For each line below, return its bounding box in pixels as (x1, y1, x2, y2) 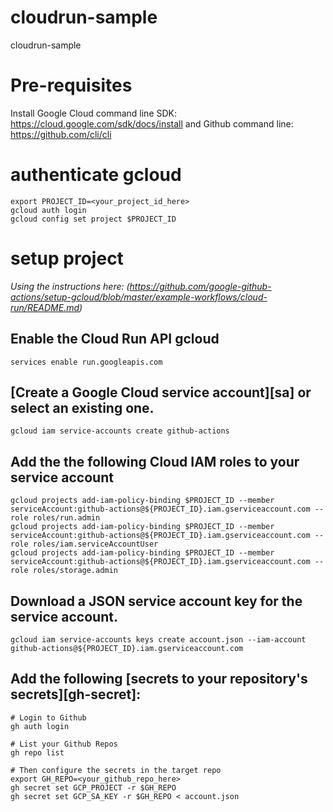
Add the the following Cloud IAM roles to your (10, 453, 300, 470)
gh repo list (10, 747, 65, 758)
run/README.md (10, 301, 80, 313)
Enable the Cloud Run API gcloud (10, 331, 220, 348)
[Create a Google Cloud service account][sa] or (10, 384, 312, 401)
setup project (10, 247, 124, 270)
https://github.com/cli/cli (10, 128, 112, 140)
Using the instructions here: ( (10, 280, 130, 292)
